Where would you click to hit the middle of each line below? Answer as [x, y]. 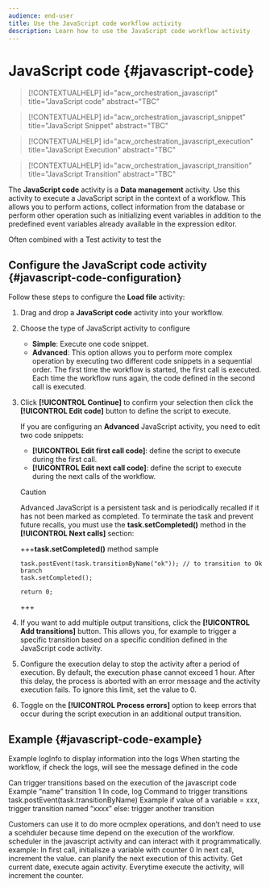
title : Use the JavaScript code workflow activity [95, 23]
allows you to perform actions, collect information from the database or [127, 207]
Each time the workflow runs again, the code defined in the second [143, 378]
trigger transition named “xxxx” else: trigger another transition [112, 808]
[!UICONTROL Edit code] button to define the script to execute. [125, 411]
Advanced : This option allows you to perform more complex [132, 352]
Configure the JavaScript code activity [108, 265]
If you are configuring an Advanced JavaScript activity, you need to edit [140, 427]
